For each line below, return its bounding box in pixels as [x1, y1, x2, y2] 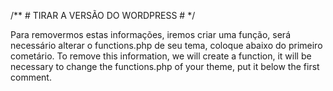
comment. [10, 71, 52, 83]
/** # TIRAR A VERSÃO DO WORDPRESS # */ [10, 10, 196, 21]
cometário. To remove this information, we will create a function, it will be [10, 50, 312, 62]
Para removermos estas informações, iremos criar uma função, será [10, 29, 291, 40]
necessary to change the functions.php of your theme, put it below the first [10, 61, 320, 72]
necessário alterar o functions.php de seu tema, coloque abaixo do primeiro [10, 40, 323, 51]
